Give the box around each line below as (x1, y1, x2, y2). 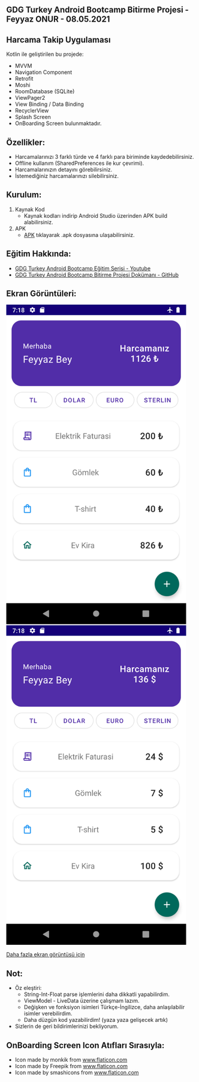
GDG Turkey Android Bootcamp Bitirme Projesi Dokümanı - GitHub (14, 271, 179, 278)
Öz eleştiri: (14, 985, 42, 992)
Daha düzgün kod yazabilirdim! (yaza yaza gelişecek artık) (23, 1016, 168, 1024)
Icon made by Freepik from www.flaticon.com (14, 1063, 128, 1070)
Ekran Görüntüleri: (6, 289, 77, 299)
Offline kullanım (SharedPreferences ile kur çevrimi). (14, 159, 144, 167)
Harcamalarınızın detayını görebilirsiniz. (14, 166, 113, 173)
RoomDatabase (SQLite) (14, 88, 75, 95)
